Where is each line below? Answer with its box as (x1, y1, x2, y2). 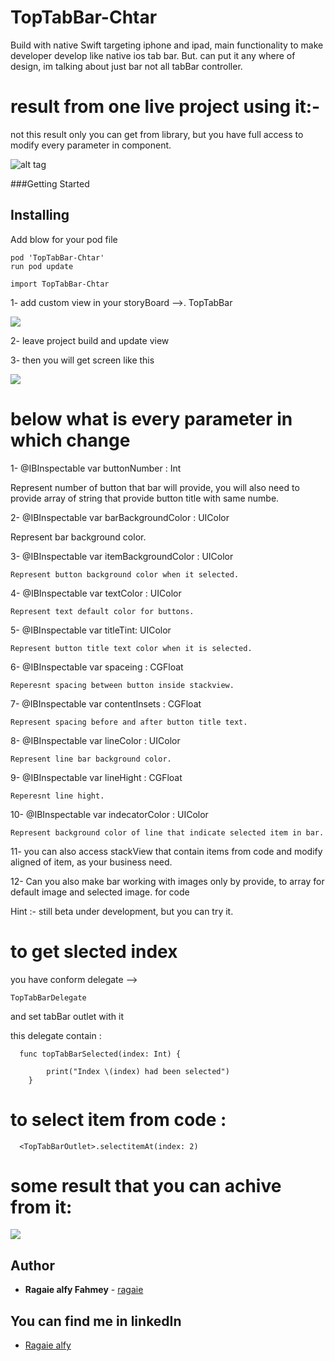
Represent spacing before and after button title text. (10, 717, 248, 727)
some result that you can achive (10, 1174, 282, 1197)
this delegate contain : (10, 1029, 102, 1041)
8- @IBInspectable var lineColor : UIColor (10, 734, 181, 746)
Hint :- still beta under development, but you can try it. (10, 905, 234, 917)
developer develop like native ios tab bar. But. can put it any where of (10, 49, 296, 61)
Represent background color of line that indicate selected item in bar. (10, 827, 325, 838)
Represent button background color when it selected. (10, 569, 240, 580)
